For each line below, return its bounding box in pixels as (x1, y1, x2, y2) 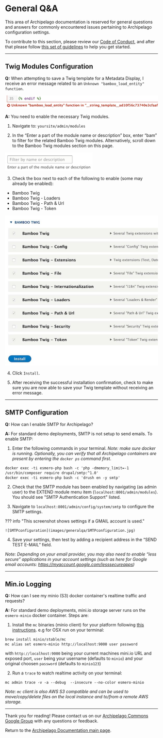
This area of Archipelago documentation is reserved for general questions (5, 19, 153, 25)
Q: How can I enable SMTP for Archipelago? (5, 421, 94, 427)
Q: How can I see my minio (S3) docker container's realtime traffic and (5, 593, 147, 599)
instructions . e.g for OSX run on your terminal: (12, 627, 104, 633)
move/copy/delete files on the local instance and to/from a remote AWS (5, 694, 148, 700)
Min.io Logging (5, 580, 52, 589)
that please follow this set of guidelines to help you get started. (5, 44, 131, 49)
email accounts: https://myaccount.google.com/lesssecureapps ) (5, 561, 135, 567)
